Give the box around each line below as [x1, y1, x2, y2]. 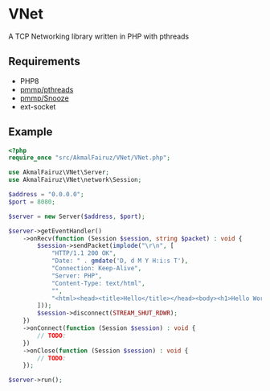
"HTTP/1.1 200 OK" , [51, 249, 117, 257]
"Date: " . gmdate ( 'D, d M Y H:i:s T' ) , [51, 257, 189, 265]
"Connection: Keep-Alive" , [51, 265, 142, 273]
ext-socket [19, 101, 56, 111]
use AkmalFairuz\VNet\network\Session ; [8, 176, 142, 184]
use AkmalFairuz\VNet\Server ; [8, 168, 110, 177]
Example [8, 126, 53, 139]
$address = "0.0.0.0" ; [8, 191, 84, 199]
